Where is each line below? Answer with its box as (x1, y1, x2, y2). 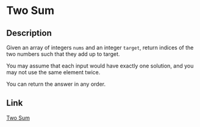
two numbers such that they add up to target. (6, 50, 120, 58)
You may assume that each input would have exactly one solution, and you (6, 62, 194, 69)
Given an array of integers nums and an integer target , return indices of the (6, 44, 194, 51)
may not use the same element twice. (6, 69, 101, 76)
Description (6, 28, 52, 38)
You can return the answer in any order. (6, 80, 105, 88)
